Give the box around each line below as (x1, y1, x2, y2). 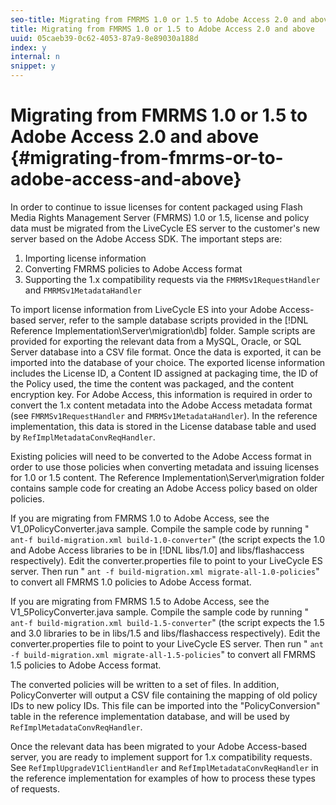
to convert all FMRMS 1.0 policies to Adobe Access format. (10, 576, 252, 588)
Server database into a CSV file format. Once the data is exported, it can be (10, 346, 322, 358)
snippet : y (10, 61, 56, 71)
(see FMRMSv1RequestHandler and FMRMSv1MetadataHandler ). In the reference (10, 409, 318, 421)
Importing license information (24, 252, 147, 264)
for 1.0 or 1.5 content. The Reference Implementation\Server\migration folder (10, 471, 325, 483)
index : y (10, 42, 47, 53)
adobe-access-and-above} (10, 168, 242, 191)
